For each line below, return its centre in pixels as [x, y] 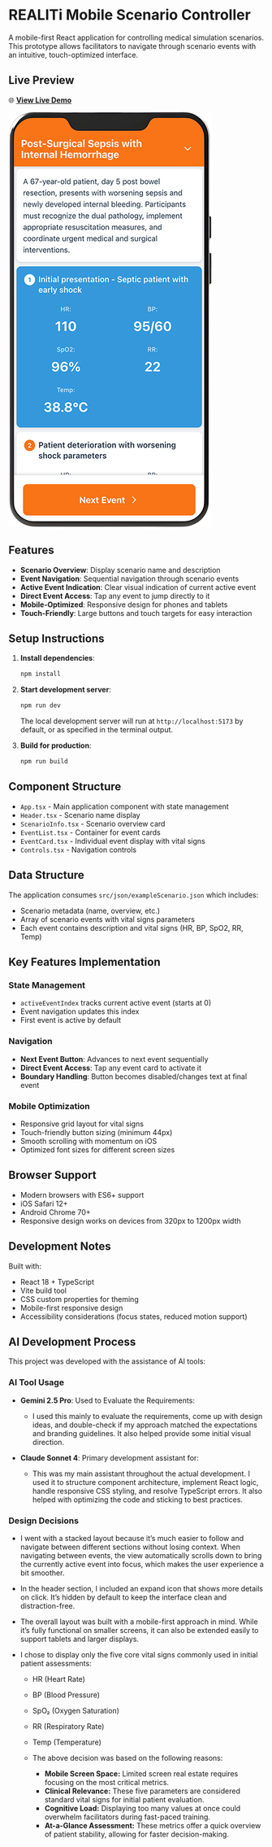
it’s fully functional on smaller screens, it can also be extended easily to [139, 1630]
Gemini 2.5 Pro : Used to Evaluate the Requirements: [107, 1400]
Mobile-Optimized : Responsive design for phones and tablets [124, 605]
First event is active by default [71, 1020]
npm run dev [40, 705]
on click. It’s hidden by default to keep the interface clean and [123, 1597]
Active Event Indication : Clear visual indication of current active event [138, 587]
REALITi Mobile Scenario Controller [130, 15]
